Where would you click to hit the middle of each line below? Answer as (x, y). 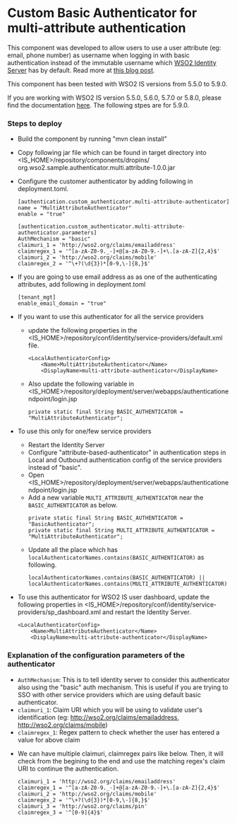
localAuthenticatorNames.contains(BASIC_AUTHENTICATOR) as (116, 558)
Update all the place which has (73, 550)
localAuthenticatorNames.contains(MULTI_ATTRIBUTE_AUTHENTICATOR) (128, 584)
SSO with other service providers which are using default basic (109, 694)
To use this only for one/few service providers (84, 431)
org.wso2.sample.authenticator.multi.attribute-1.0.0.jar (96, 168)
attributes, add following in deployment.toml (81, 284)
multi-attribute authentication (97, 28)
